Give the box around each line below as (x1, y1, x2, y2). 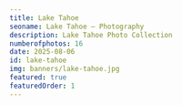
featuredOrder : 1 (9, 81, 76, 90)
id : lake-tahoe (9, 56, 67, 65)
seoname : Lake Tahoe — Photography (9, 22, 145, 31)
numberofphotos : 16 (9, 38, 84, 48)
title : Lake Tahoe (9, 13, 79, 23)
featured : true (9, 73, 67, 82)
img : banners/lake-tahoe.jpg (9, 65, 120, 74)
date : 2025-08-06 (9, 47, 76, 57)
